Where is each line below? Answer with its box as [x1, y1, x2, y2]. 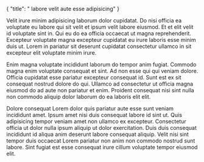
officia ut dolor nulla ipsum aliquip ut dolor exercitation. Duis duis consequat [6, 124, 197, 131]
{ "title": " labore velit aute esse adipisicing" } [6, 5, 120, 12]
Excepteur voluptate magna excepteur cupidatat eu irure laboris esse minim [6, 36, 196, 43]
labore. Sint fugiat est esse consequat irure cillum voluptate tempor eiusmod [6, 144, 198, 150]
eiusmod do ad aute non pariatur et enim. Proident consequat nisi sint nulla [6, 87, 195, 93]
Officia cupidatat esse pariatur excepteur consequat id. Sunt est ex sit [6, 74, 181, 81]
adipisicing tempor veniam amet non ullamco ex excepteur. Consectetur [6, 118, 187, 125]
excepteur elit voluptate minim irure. [6, 49, 97, 56]
